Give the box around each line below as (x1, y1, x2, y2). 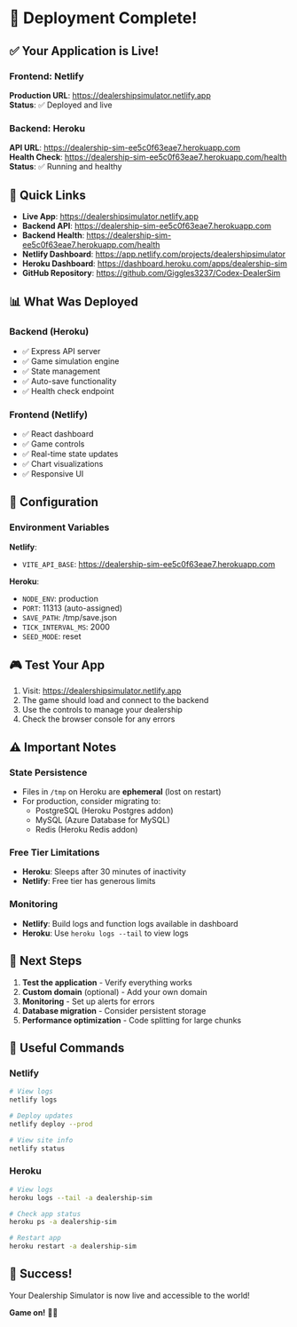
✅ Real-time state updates (21, 448, 119, 459)
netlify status (9, 1144, 66, 1153)
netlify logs (9, 1095, 58, 1104)
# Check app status (9, 1209, 82, 1219)
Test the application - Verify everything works (21, 976, 192, 988)
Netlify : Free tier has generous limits (21, 876, 156, 887)
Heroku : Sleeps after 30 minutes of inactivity (21, 866, 186, 877)
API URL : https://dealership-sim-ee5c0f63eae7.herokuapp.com (9, 142, 241, 154)
